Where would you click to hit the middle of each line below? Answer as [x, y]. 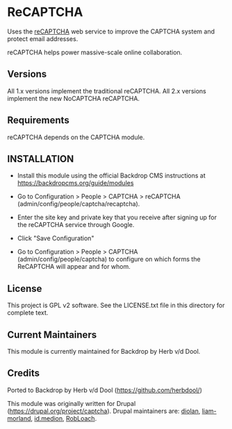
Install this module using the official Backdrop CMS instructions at [111, 175]
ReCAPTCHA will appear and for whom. [74, 267]
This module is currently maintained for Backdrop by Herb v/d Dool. [104, 351]
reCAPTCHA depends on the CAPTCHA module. [76, 137]
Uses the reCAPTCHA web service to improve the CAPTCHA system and [111, 31]
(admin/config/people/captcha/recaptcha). [78, 204]
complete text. [28, 313]
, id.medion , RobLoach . [64, 418]
